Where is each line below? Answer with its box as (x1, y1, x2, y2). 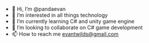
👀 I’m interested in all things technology (11, 12, 108, 19)
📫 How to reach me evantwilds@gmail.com (11, 31, 119, 37)
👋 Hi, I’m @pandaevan (11, 6, 66, 12)
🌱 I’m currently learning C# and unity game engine (11, 18, 135, 24)
